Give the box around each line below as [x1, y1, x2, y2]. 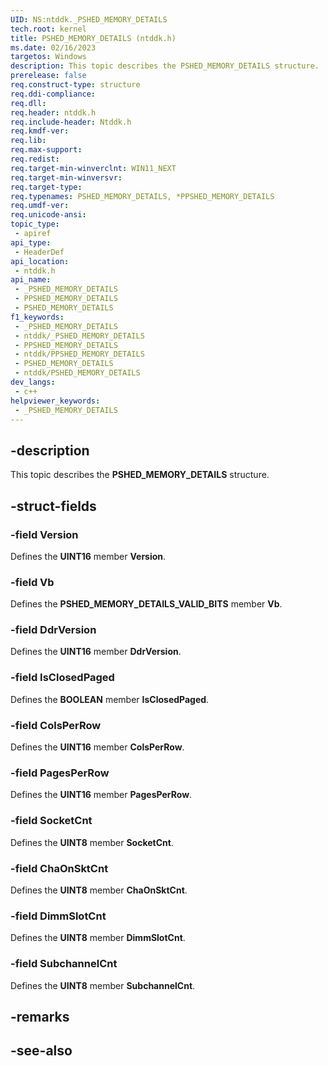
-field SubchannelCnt [10, 957, 118, 971]
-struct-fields [10, 497, 97, 515]
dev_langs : [10, 377, 56, 387]
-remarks [10, 1008, 70, 1025]
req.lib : [10, 136, 47, 146]
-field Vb [10, 575, 55, 589]
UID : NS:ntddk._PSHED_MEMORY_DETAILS [10, 14, 168, 25]
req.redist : [10, 154, 60, 164]
